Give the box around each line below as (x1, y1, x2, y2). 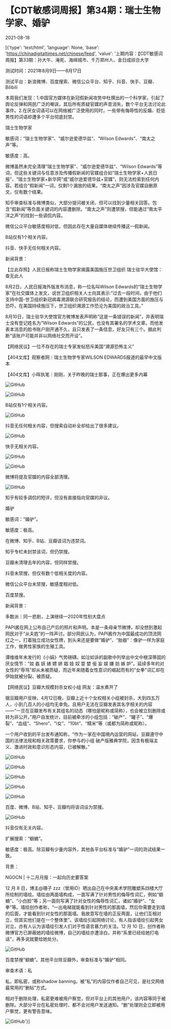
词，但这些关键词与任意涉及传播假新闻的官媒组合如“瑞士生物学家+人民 (5, 169, 153, 176)
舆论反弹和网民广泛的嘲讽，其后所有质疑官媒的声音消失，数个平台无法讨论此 (5, 101, 166, 107)
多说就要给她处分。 (20, 936, 61, 942)
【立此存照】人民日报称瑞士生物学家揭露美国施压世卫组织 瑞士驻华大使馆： (5, 266, 163, 272)
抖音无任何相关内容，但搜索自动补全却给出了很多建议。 (5, 422, 121, 428)
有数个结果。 (18, 189, 46, 195)
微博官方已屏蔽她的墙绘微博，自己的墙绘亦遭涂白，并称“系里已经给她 (5, 929, 150, 935)
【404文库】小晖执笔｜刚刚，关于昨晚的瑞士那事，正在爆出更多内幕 (5, 371, 148, 377)
